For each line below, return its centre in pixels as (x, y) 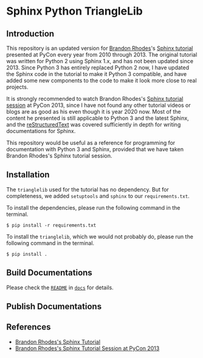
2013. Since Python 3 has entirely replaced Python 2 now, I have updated (98, 67)
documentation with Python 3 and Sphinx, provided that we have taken (95, 149)
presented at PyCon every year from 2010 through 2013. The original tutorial (102, 55)
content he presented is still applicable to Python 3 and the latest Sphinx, (98, 118)
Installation (28, 175)
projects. (17, 87)
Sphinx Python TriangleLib (74, 11)
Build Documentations (49, 273)
